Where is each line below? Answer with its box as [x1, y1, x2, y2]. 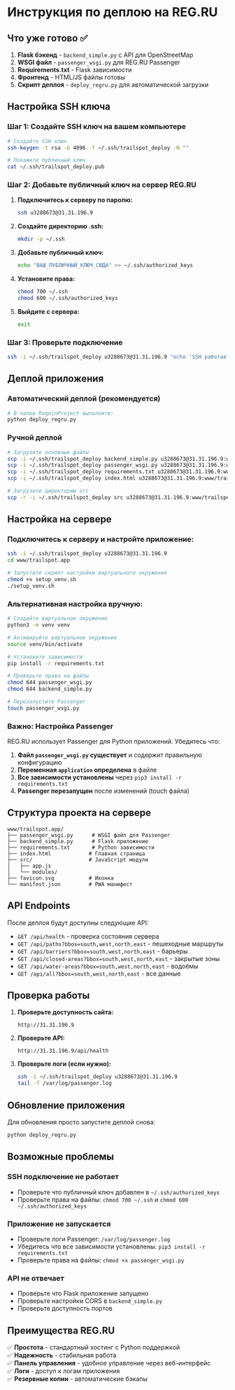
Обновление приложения [7, 1099, 125, 1111]
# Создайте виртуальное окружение [7, 615, 108, 622]
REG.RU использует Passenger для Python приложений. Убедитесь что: [7, 737, 220, 746]
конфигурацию [17, 758, 62, 767]
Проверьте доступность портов [17, 1304, 113, 1313]
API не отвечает [7, 1273, 64, 1283]
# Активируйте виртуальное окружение [7, 634, 117, 641]
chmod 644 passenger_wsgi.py [7, 679, 92, 686]
